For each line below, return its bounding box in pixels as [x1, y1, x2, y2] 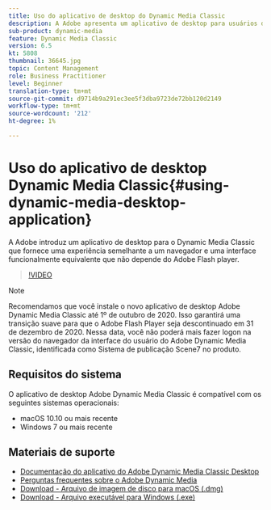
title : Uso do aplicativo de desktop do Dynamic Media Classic [8, 11, 226, 20]
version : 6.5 [8, 42, 52, 50]
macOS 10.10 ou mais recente [19, 413, 119, 423]
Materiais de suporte [8, 445, 115, 459]
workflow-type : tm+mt [8, 102, 81, 110]
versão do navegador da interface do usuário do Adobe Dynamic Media [8, 335, 247, 345]
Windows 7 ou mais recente [19, 422, 113, 432]
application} [8, 211, 93, 229]
